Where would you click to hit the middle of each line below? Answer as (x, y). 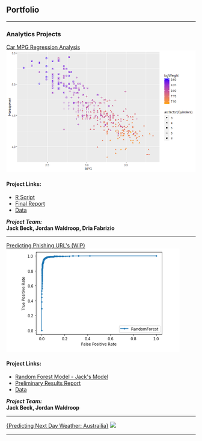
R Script (25, 197)
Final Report (30, 204)
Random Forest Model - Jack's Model (61, 377)
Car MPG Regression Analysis (43, 47)
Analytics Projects (34, 34)
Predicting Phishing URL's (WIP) (46, 246)
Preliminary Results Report (48, 383)
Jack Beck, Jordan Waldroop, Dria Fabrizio (61, 228)
